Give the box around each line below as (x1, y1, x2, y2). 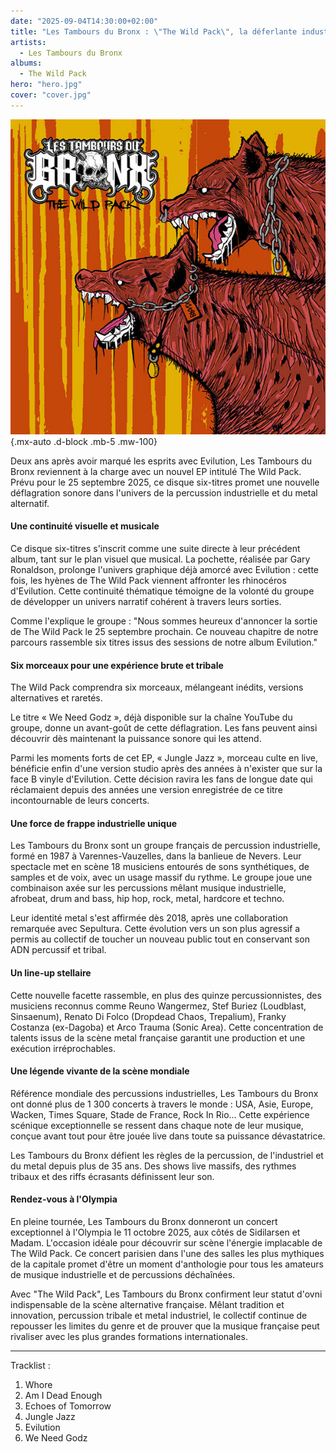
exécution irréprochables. (10, 1042, 116, 1054)
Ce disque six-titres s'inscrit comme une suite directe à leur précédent (10, 542, 301, 554)
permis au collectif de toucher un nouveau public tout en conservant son (10, 933, 310, 945)
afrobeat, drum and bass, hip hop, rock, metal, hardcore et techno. (10, 893, 285, 905)
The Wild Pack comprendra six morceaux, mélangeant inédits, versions (10, 681, 304, 694)
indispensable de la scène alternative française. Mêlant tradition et (10, 1298, 285, 1310)
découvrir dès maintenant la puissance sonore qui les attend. (10, 733, 262, 745)
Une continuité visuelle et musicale (10, 520, 160, 532)
